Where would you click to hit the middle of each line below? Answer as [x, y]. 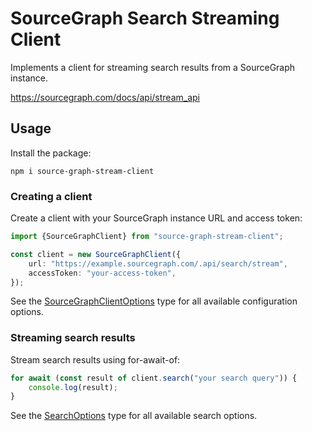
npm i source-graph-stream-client [82, 171]
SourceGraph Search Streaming [145, 18]
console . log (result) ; [73, 387]
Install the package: [51, 153]
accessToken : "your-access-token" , [102, 273]
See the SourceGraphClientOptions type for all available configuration [154, 301]
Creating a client [51, 196]
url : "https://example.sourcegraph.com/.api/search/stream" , [158, 263]
